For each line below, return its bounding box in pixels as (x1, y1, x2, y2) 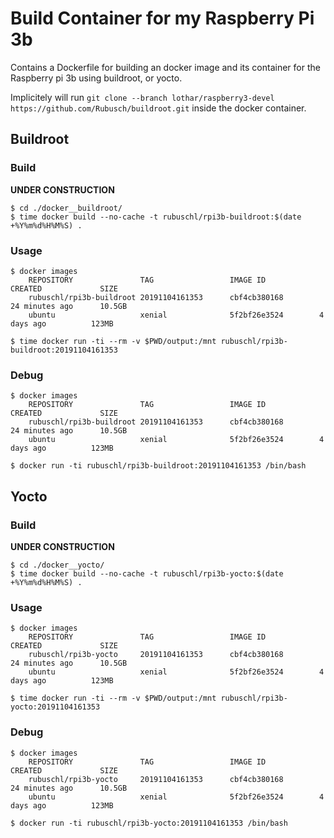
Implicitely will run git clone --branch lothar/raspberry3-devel (10, 91, 275, 103)
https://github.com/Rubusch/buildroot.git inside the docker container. (10, 102, 307, 114)
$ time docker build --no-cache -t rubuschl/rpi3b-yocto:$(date (10, 568, 284, 579)
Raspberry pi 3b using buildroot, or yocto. (10, 72, 183, 84)
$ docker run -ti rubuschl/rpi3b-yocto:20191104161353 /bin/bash (10, 818, 288, 828)
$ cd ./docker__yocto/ (10, 560, 105, 570)
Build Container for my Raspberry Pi (10, 7, 315, 30)
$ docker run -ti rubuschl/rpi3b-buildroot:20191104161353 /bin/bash (10, 461, 307, 471)
